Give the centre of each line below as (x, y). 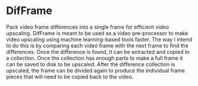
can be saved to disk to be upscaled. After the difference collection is (91, 64)
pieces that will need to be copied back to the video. (70, 77)
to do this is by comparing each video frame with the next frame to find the (98, 46)
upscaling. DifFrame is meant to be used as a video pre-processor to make (97, 33)
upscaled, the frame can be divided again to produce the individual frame (95, 70)
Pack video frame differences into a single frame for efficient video (88, 27)
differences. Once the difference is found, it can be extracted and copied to (98, 51)
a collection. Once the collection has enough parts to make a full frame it (95, 58)
